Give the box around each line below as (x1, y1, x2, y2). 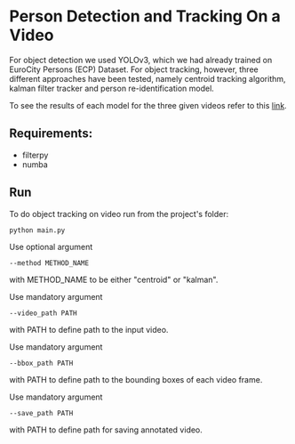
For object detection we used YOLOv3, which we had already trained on (9, 54, 273, 65)
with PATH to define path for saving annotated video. (9, 424, 203, 435)
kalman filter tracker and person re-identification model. (9, 83, 215, 93)
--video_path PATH (9, 309, 77, 318)
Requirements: (9, 126, 93, 141)
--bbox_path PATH (9, 359, 74, 368)
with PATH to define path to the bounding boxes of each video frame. (9, 375, 263, 385)
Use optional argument (9, 242, 93, 253)
